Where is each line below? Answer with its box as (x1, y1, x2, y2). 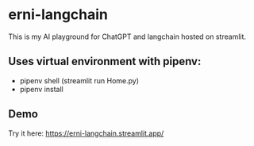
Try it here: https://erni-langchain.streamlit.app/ (8, 129, 164, 138)
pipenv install (19, 84, 63, 94)
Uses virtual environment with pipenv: (8, 55, 202, 68)
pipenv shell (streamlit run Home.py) (19, 75, 140, 85)
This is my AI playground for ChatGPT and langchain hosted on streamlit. (8, 32, 247, 41)
